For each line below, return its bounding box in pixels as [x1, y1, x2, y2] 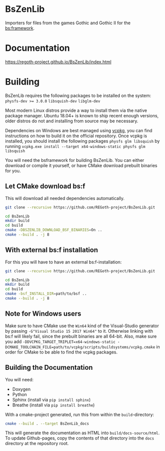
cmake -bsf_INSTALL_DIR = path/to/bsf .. [5, 291, 87, 297]
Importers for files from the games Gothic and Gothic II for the [5, 20, 131, 26]
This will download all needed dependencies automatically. [5, 195, 125, 201]
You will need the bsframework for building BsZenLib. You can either [5, 157, 144, 163]
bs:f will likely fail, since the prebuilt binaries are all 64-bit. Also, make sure [5, 333, 157, 339]
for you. [5, 167, 21, 174]
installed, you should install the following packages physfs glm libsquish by [5, 138, 160, 144]
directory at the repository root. [5, 441, 69, 447]
